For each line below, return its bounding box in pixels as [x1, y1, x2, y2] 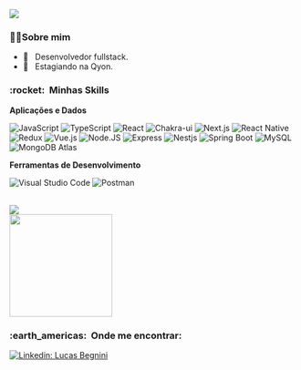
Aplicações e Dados [9, 105, 87, 116]
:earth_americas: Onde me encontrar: [9, 329, 182, 342]
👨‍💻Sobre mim [9, 30, 71, 43]
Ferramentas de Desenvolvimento [9, 159, 141, 170]
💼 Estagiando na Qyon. [22, 61, 114, 72]
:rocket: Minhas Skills [9, 84, 109, 97]
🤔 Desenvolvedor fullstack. [22, 51, 129, 63]
